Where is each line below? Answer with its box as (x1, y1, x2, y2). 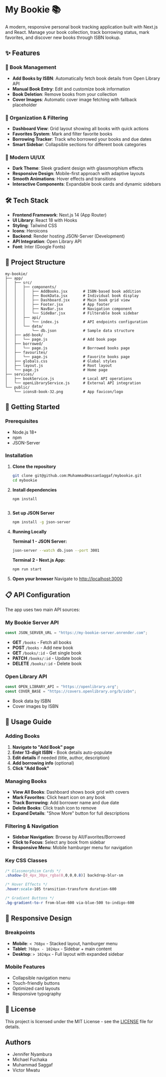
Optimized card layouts (12, 985, 60, 991)
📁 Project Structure (5, 258, 66, 267)
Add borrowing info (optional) (12, 760, 75, 766)
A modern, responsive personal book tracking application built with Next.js (5, 23, 158, 30)
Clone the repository (12, 463, 56, 469)
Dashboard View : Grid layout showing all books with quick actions (12, 125, 149, 131)
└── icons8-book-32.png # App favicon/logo (14, 389, 123, 394)
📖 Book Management (5, 64, 57, 71)
